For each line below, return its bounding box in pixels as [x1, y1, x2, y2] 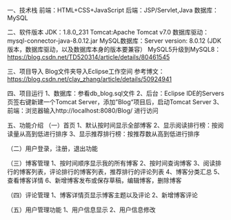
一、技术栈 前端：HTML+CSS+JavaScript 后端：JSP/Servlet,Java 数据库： [7, 6, 219, 14]
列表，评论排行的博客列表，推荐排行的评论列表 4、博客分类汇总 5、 [30, 168, 224, 176]
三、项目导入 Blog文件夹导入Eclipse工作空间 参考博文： [7, 68, 165, 75]
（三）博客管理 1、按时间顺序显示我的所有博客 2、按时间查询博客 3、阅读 [7, 159, 216, 167]
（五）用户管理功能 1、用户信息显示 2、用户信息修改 [7, 206, 157, 214]
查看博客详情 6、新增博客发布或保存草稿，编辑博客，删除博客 [7, 177, 182, 184]
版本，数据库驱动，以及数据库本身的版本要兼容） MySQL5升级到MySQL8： [7, 46, 221, 53]
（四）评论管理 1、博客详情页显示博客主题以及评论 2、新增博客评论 [7, 191, 199, 199]
